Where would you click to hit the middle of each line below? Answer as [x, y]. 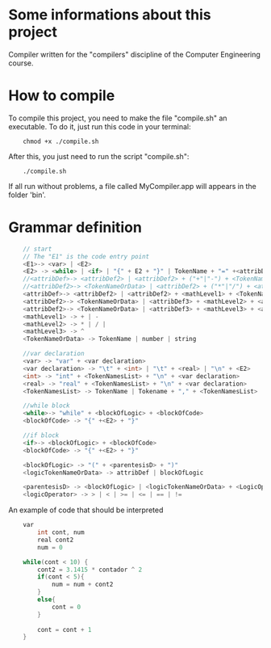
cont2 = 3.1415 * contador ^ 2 [90, 570]
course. [21, 63]
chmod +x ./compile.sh [61, 141]
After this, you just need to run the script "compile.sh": [99, 156]
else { [47, 600]
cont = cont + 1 [65, 629]
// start [38, 249]
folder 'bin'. [27, 195]
